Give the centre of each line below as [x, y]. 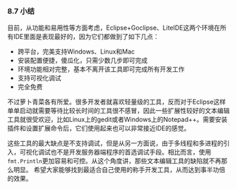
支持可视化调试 [39, 78]
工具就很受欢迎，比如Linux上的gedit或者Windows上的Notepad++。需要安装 [117, 120]
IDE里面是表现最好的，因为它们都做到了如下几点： [86, 37]
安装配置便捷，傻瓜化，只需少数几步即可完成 [83, 61]
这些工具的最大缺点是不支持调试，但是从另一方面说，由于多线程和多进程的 [115, 143]
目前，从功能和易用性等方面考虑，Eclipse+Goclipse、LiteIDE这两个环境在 [114, 28]
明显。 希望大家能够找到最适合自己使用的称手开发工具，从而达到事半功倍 [119, 170]
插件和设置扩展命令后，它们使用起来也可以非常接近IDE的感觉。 [99, 128]
